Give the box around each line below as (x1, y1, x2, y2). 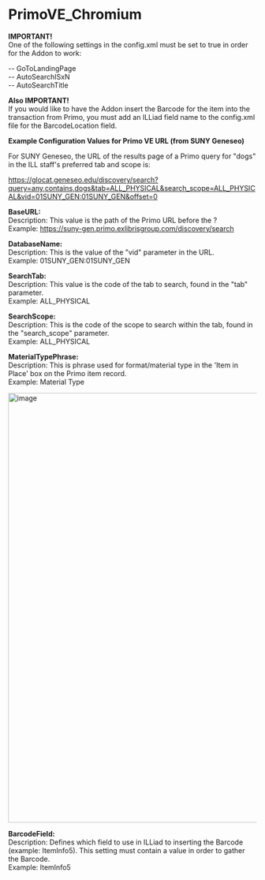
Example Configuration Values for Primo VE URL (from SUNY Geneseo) (8, 136, 244, 145)
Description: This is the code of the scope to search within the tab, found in (8, 319, 254, 329)
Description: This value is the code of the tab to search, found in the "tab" (8, 279, 248, 289)
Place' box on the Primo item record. (8, 368, 127, 378)
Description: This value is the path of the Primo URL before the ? (8, 215, 218, 225)
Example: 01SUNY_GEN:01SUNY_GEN (8, 255, 130, 265)
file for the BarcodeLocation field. (8, 121, 118, 130)
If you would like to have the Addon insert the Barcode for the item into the (8, 104, 251, 114)
